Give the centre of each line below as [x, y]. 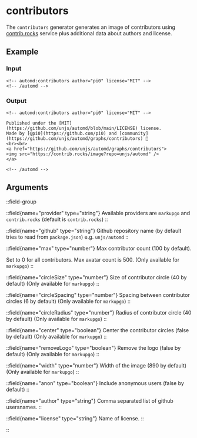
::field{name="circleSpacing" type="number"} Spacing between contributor [98, 295]
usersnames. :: [24, 407]
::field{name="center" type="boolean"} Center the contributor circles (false [98, 330]
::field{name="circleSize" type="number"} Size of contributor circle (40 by [96, 277]
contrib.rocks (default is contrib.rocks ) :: [57, 219]
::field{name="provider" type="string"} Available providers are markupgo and [98, 213]
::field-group [21, 202]
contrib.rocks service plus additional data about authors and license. [89, 33]
